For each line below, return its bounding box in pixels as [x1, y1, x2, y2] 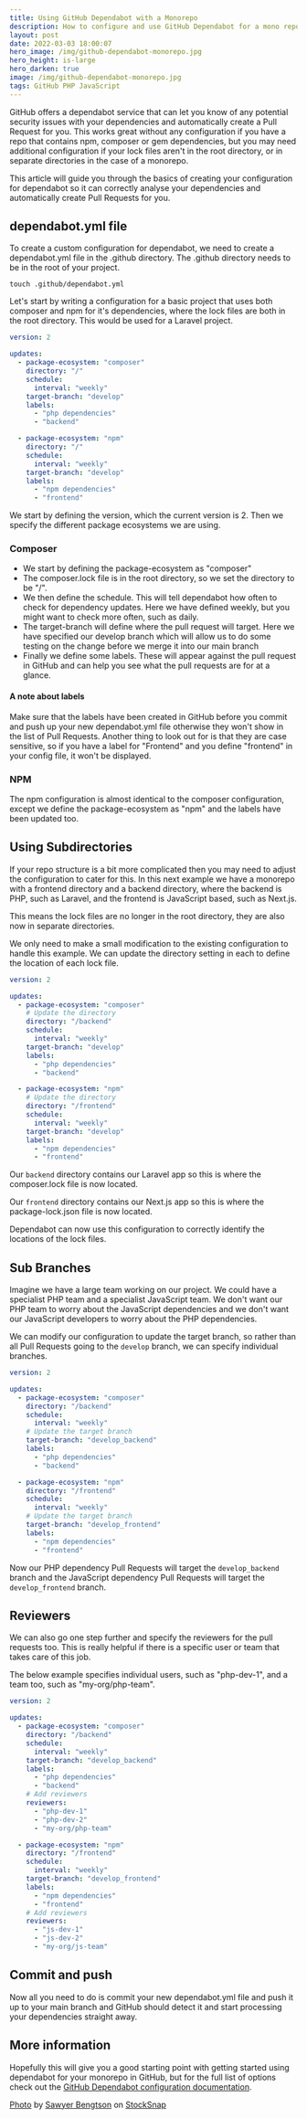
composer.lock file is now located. [9, 1179, 139, 1190]
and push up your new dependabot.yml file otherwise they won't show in [9, 721, 284, 732]
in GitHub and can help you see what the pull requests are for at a [22, 660, 270, 672]
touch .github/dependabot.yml [9, 280, 125, 289]
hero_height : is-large [9, 56, 96, 65]
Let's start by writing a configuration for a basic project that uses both [9, 296, 273, 307]
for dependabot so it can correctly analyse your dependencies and [9, 182, 261, 193]
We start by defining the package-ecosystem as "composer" [22, 563, 252, 574]
